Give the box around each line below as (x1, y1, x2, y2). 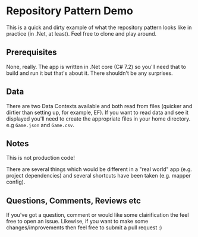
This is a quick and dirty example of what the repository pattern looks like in (6, 24, 192, 31)
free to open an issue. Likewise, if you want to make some (6, 218, 149, 225)
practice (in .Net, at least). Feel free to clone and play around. (6, 30, 157, 37)
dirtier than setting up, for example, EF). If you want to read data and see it (6, 109, 189, 116)
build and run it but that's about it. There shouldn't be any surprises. (6, 69, 174, 77)
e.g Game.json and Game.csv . (6, 121, 75, 128)
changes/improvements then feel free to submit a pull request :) (6, 224, 162, 231)
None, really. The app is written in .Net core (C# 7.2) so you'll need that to (6, 63, 186, 70)
